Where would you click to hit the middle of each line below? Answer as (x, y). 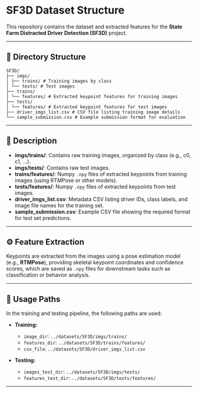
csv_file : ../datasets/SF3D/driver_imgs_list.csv (84, 349)
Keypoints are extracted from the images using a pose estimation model (93, 256)
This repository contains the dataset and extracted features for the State (94, 27)
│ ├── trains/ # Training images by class (59, 81)
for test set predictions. (43, 218)
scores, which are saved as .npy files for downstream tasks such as (88, 269)
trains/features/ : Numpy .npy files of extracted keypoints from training (101, 174)
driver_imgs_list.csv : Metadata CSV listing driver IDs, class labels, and (101, 199)
